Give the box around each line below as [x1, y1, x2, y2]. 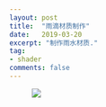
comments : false [9, 64, 70, 73]
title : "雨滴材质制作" [9, 22, 90, 31]
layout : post [9, 13, 58, 22]
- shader [9, 55, 42, 64]
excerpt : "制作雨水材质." [9, 38, 99, 48]
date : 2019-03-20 [9, 30, 83, 39]
